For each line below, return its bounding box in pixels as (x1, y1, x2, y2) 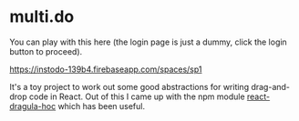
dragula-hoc (9, 100, 57, 111)
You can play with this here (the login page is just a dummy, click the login (9, 36, 287, 47)
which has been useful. (57, 100, 146, 111)
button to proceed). (9, 45, 83, 56)
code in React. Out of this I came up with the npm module (28, 91, 245, 102)
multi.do (9, 6, 75, 27)
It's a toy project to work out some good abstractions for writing (9, 81, 249, 92)
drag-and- (250, 81, 290, 92)
